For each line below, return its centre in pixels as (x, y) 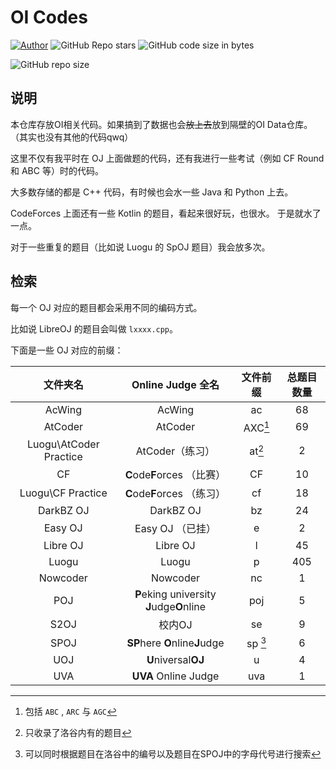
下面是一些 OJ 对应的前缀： (67, 350)
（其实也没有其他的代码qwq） (72, 137)
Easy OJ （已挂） (175, 528)
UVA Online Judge (175, 676)
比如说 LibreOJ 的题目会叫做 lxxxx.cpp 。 (94, 328)
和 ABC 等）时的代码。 (57, 170)
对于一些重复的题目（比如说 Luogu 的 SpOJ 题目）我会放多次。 (140, 247)
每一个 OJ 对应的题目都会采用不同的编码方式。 (106, 307)
